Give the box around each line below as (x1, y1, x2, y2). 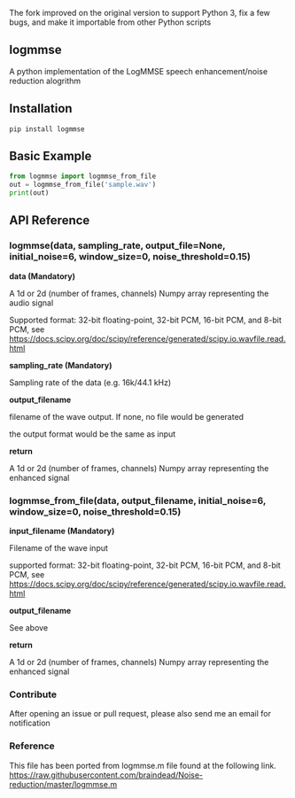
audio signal (9, 297, 54, 308)
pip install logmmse (9, 124, 86, 134)
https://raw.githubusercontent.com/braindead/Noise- (9, 770, 204, 780)
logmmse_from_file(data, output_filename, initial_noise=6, (9, 494, 267, 507)
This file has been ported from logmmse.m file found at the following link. (9, 760, 276, 771)
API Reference (9, 213, 90, 229)
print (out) (9, 189, 50, 198)
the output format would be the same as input (9, 429, 176, 439)
